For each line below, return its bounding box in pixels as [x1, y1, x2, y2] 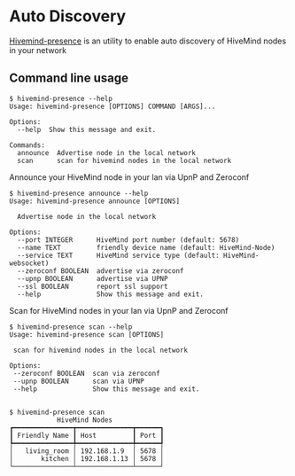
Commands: [9, 140, 46, 150]
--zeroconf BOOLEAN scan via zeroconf [12, 369, 161, 378]
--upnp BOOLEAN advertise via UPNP [17, 274, 168, 283]
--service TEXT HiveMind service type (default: [17, 251, 220, 260]
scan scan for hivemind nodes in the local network [17, 156, 232, 165]
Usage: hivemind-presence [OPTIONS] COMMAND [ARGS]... [9, 102, 216, 111]
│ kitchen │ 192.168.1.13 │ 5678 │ [9, 454, 165, 463]
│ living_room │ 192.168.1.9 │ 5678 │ [9, 446, 165, 456]
